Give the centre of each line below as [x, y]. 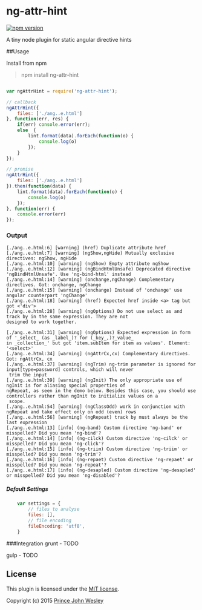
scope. [17, 402]
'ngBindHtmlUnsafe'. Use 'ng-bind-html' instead [69, 274]
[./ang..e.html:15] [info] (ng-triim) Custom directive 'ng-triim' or [97, 449]
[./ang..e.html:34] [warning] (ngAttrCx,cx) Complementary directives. [98, 354]
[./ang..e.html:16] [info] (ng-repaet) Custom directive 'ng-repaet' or [100, 460]
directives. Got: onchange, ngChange [54, 285]
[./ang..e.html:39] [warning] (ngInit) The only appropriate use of [94, 380]
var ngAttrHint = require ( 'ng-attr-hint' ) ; [62, 91]
